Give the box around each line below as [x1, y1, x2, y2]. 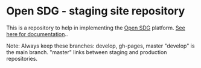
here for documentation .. [6, 30, 68, 37]
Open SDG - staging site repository [6, 4, 185, 18]
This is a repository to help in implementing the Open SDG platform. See [6, 24, 185, 31]
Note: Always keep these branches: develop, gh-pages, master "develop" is [6, 42, 195, 49]
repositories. [6, 55, 38, 62]
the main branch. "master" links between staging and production [6, 48, 167, 55]
